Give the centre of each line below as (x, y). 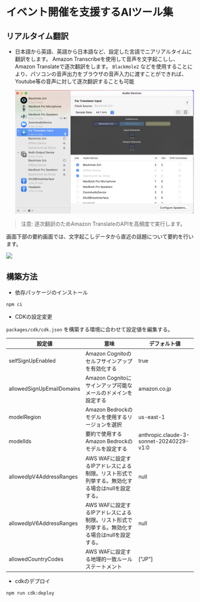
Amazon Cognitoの (109, 353)
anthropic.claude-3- (164, 435)
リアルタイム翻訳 (37, 36)
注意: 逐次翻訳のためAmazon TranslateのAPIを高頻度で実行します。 (103, 224)
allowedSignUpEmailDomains (44, 389)
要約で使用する (104, 434)
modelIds (20, 441)
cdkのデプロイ (32, 581)
